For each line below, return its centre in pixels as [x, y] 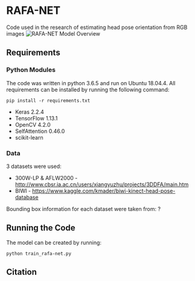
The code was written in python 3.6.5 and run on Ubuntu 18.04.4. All [91, 83]
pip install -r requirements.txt [48, 100]
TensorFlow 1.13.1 [36, 118]
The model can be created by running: [54, 242]
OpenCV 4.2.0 [33, 124]
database [27, 197]
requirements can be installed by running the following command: [88, 89]
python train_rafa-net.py [39, 254]
